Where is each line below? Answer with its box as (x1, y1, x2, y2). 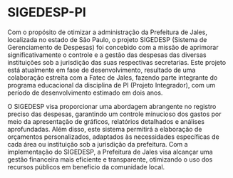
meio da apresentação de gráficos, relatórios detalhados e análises (7, 117, 205, 125)
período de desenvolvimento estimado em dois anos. (7, 88, 163, 97)
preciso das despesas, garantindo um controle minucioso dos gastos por (7, 110, 222, 118)
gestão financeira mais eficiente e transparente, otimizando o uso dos (7, 155, 213, 164)
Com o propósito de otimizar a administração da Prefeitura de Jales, (7, 28, 208, 36)
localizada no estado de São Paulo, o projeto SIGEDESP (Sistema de (7, 35, 207, 43)
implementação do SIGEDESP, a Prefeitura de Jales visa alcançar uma (7, 147, 213, 156)
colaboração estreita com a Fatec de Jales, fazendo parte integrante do (7, 73, 218, 82)
